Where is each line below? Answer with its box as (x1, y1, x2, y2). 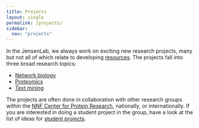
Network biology (14, 72, 56, 79)
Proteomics (14, 78, 44, 86)
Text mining (14, 84, 44, 92)
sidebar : (6, 25, 28, 32)
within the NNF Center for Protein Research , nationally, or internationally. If (6, 102, 190, 109)
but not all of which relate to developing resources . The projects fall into (6, 54, 183, 61)
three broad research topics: (6, 60, 76, 68)
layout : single (6, 14, 44, 20)
